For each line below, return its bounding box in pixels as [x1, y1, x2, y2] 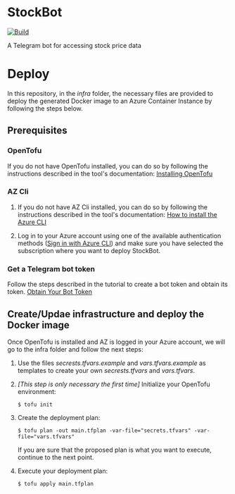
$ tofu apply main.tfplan [17, 480, 94, 487]
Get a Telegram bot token [7, 264, 96, 273]
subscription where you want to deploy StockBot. [17, 246, 160, 254]
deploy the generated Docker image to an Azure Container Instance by [7, 97, 212, 105]
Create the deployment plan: [17, 413, 101, 421]
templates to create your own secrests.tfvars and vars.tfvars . [17, 366, 196, 374]
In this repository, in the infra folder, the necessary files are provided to [7, 89, 213, 97]
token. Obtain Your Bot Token [7, 288, 93, 296]
